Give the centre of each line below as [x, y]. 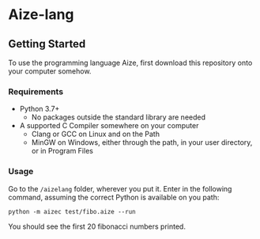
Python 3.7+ [40, 109]
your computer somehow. [50, 71]
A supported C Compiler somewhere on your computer [109, 126]
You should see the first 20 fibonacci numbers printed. [97, 226]
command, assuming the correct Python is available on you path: [114, 197]
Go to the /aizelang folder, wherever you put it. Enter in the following [120, 188]
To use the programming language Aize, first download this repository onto [130, 63]
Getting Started [47, 44]
